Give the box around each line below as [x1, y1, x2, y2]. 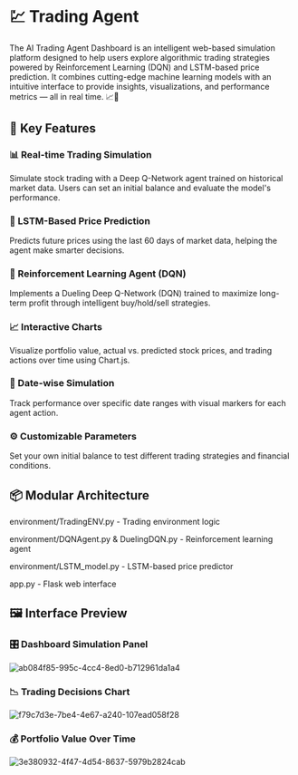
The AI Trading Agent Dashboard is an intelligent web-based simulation [9, 42, 276, 53]
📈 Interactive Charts [9, 321, 102, 334]
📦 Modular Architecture [9, 488, 149, 503]
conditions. [9, 460, 52, 471]
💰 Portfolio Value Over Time [9, 732, 136, 745]
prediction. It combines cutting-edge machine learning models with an [9, 71, 272, 82]
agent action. [9, 407, 59, 418]
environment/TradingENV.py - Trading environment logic [9, 516, 220, 527]
